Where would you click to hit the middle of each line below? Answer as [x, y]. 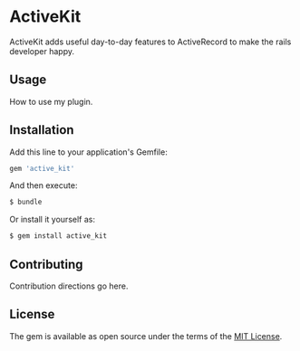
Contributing [46, 264]
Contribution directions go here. [69, 286]
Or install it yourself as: [52, 220]
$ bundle [26, 202]
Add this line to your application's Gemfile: [88, 152]
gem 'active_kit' [42, 168]
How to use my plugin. [51, 101]
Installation [42, 130]
